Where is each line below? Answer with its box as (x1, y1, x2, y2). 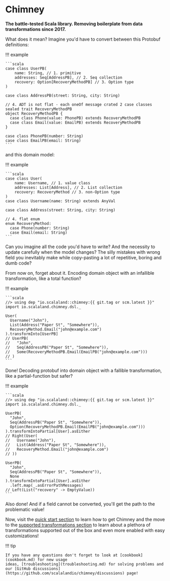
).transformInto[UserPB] (5, 331, 58, 337)
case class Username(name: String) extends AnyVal (5, 198, 116, 204)
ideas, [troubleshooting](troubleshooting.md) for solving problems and (5, 561, 164, 567)
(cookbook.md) (5, 557, 36, 562)
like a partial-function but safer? (5, 373, 73, 379)
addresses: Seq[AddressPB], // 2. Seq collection (14, 75, 123, 80)
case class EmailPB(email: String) (5, 138, 81, 143)
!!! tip (5, 542, 16, 549)
